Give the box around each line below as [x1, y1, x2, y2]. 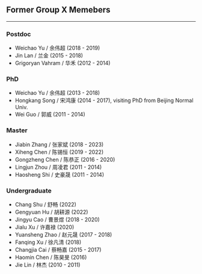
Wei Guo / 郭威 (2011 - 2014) [14, 111, 85, 118]
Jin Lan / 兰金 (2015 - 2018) [14, 52, 83, 59]
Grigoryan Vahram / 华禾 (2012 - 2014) [14, 60, 111, 67]
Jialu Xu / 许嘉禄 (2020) [14, 223, 75, 231]
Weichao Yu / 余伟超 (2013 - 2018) [14, 89, 100, 97]
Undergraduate [6, 186, 52, 195]
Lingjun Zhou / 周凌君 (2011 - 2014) [14, 163, 102, 171]
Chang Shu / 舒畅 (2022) [14, 201, 77, 208]
